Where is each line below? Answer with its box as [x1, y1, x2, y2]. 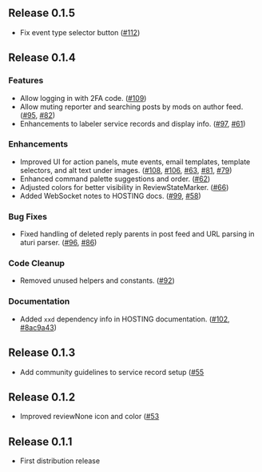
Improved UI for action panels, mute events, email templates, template [19, 156, 251, 167]
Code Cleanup [8, 258, 65, 269]
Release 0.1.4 [8, 51, 76, 65]
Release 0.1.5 [8, 6, 76, 20]
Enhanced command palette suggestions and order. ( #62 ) [19, 174, 211, 184]
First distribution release [19, 456, 101, 466]
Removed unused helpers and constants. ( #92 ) [19, 276, 176, 285]
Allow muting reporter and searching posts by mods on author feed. [19, 102, 244, 111]
